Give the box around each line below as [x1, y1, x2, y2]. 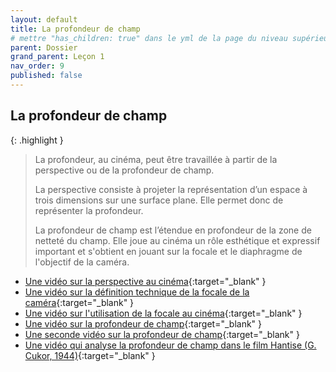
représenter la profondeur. [34, 204, 144, 216]
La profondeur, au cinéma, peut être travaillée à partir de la [34, 153, 278, 165]
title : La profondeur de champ [10, 24, 141, 34]
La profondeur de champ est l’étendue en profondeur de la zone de [34, 224, 312, 236]
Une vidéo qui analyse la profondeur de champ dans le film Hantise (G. [24, 339, 317, 351]
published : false [10, 71, 83, 81]
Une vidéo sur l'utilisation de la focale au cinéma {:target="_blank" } [24, 307, 303, 319]
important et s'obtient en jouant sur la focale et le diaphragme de [34, 245, 303, 257]
